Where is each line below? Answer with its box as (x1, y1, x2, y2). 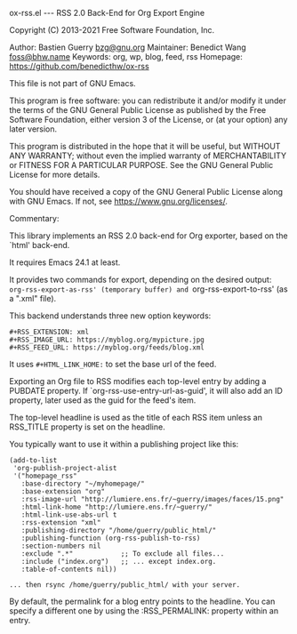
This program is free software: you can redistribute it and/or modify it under (9, 95, 286, 106)
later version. (9, 124, 58, 134)
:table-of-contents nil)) (20, 565, 117, 574)
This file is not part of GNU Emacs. (9, 78, 136, 88)
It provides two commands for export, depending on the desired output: (9, 275, 272, 285)
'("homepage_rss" (12, 471, 77, 480)
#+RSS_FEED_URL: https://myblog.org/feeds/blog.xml (9, 343, 205, 352)
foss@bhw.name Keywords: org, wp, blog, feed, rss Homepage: (9, 52, 243, 61)
